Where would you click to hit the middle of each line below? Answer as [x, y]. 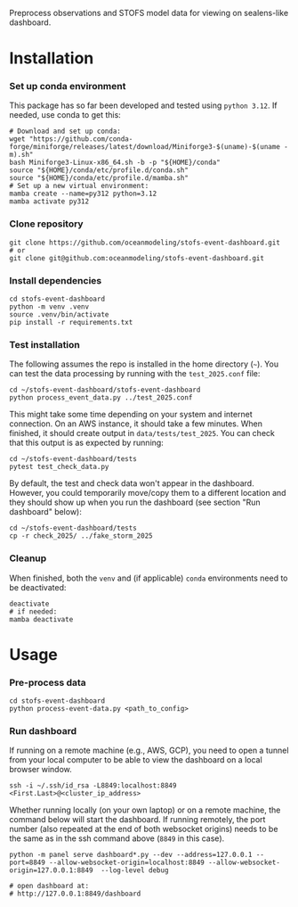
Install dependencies [56, 280]
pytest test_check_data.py [59, 467]
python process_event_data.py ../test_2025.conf [101, 398]
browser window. [41, 770]
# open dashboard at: [49, 886]
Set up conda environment [68, 87]
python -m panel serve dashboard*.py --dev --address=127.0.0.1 [131, 855]
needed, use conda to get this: [65, 115]
